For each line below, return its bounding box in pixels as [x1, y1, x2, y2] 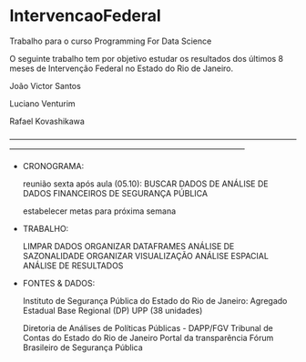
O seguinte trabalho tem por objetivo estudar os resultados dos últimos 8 [9, 53, 284, 64]
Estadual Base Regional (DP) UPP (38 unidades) [22, 305, 203, 316]
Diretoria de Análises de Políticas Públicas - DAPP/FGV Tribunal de [22, 322, 273, 333]
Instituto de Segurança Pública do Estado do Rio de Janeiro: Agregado [22, 295, 288, 306]
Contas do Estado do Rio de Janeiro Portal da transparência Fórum [22, 332, 274, 343]
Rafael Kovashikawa [9, 116, 85, 126]
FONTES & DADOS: [22, 277, 96, 288]
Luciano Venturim [9, 97, 76, 109]
